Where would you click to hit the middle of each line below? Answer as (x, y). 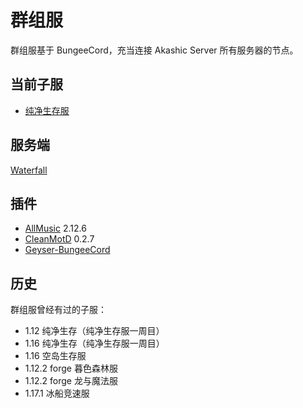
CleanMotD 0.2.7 (59, 239)
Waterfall (29, 170)
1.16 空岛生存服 (55, 356)
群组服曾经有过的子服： (58, 310)
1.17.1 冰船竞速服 (57, 393)
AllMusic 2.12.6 (55, 228)
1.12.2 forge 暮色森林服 (71, 368)
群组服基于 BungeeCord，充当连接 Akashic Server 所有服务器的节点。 (154, 50)
